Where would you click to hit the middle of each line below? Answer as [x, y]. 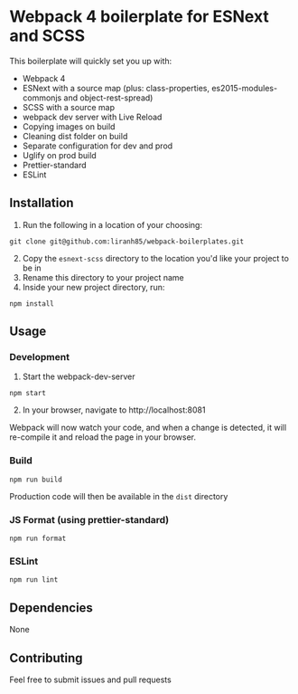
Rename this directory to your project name [103, 277]
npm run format [38, 539]
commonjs [42, 98]
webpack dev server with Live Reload [92, 117]
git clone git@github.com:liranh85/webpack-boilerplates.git [127, 242]
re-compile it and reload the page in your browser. [103, 437]
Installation [42, 203]
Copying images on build [69, 126]
